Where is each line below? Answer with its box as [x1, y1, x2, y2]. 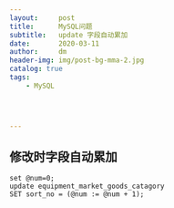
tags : [9, 73, 30, 82]
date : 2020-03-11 [9, 38, 100, 48]
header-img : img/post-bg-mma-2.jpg [9, 56, 145, 65]
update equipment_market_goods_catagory [9, 182, 166, 192]
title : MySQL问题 [9, 22, 93, 31]
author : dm [9, 47, 67, 57]
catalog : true [9, 65, 64, 74]
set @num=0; [9, 174, 55, 183]
